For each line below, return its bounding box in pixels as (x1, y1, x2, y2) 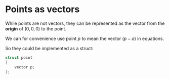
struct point (5, 55, 33, 60)
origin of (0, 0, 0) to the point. (5, 25, 67, 31)
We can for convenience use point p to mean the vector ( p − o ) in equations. (5, 35, 164, 42)
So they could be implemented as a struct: (5, 45, 94, 51)
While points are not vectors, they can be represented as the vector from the (5, 20, 165, 26)
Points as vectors (5, 4, 80, 15)
